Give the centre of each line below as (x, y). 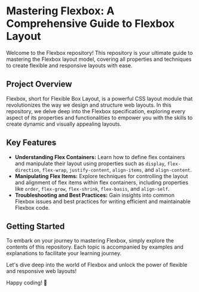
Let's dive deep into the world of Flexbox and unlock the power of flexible (97, 265)
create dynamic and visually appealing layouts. (64, 124)
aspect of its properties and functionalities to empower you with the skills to (99, 117)
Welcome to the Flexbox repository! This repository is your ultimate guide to (99, 52)
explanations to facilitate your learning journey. (64, 253)
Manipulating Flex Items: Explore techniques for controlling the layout (101, 176)
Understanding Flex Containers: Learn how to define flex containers (100, 157)
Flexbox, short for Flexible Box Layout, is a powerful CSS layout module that (99, 98)
